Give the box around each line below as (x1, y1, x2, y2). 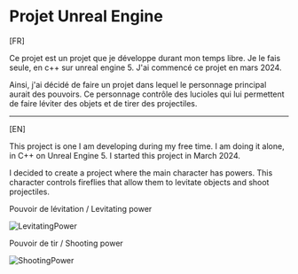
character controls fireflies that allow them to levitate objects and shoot (9, 176, 270, 187)
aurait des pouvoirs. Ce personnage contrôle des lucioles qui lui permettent (9, 89, 286, 99)
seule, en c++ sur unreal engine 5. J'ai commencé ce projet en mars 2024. (9, 62, 282, 73)
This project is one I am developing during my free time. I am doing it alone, (9, 140, 286, 152)
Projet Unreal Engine (9, 6, 164, 27)
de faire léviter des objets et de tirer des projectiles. (9, 98, 198, 108)
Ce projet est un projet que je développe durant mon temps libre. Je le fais (9, 52, 281, 63)
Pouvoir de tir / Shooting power (9, 238, 124, 248)
